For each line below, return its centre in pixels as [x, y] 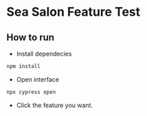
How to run [31, 37]
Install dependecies [44, 54]
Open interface [38, 79]
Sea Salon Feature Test [73, 12]
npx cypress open [31, 92]
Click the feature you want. [55, 105]
